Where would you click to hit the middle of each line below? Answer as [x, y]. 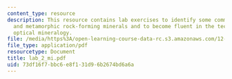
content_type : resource [41, 13]
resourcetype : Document [41, 52]
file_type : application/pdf [48, 45]
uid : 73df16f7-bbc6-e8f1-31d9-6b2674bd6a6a [71, 65]
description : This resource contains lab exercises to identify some [109, 20]
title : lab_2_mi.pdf [37, 58]
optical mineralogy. [43, 33]
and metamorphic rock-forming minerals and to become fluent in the [114, 26]
